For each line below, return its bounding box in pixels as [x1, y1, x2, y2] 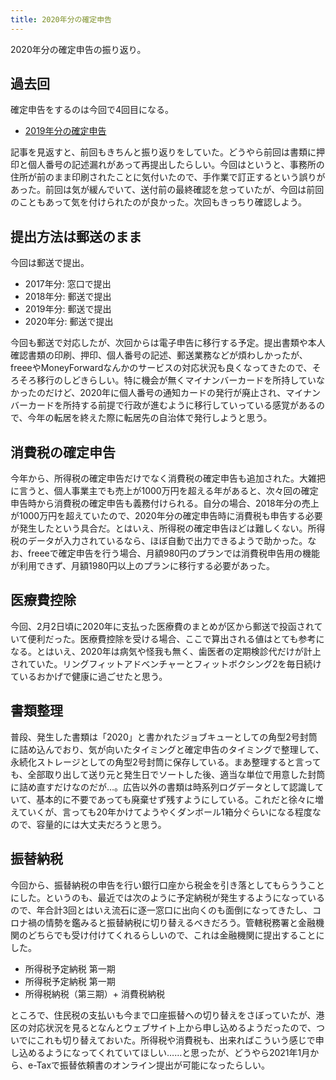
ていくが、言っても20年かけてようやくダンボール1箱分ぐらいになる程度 [18, 806, 313, 818]
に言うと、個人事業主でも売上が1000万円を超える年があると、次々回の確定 [10, 485, 319, 497]
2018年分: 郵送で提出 [24, 291, 112, 303]
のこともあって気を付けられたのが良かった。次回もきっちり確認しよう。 [10, 196, 307, 208]
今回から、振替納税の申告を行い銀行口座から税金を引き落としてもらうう [10, 879, 308, 891]
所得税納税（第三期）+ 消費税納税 [24, 987, 165, 1000]
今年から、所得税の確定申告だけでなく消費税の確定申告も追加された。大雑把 [10, 472, 326, 485]
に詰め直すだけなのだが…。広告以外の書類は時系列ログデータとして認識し [10, 781, 316, 793]
